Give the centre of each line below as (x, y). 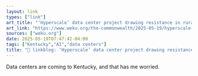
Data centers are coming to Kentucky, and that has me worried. (83, 67)
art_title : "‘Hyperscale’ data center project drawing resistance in (93, 22)
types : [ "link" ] (26, 17)
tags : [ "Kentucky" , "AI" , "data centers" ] (57, 45)
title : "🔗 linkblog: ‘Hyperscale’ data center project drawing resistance (100, 50)
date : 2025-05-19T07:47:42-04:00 (47, 39)
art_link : (18, 28)
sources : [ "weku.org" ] (34, 34)
